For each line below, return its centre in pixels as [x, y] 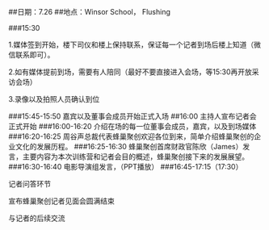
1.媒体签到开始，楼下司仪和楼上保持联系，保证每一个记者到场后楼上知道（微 [134, 44]
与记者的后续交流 [37, 218]
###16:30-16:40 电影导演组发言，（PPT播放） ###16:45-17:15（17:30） [126, 167]
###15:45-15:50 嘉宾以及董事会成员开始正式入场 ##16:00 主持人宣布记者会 [132, 116]
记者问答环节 [29, 184]
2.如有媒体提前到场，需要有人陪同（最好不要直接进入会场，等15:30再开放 [130, 72]
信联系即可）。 [32, 54]
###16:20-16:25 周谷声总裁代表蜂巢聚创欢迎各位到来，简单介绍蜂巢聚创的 [131, 136]
